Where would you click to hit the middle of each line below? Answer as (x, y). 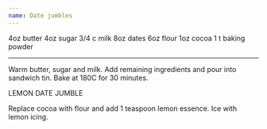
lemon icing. (29, 116)
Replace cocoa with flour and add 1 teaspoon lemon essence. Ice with (122, 108)
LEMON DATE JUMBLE (46, 93)
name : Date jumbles (41, 15)
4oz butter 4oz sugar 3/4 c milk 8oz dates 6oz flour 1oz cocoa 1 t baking (127, 38)
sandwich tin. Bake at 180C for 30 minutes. (78, 78)
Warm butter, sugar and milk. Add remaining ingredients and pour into (122, 69)
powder (21, 46)
